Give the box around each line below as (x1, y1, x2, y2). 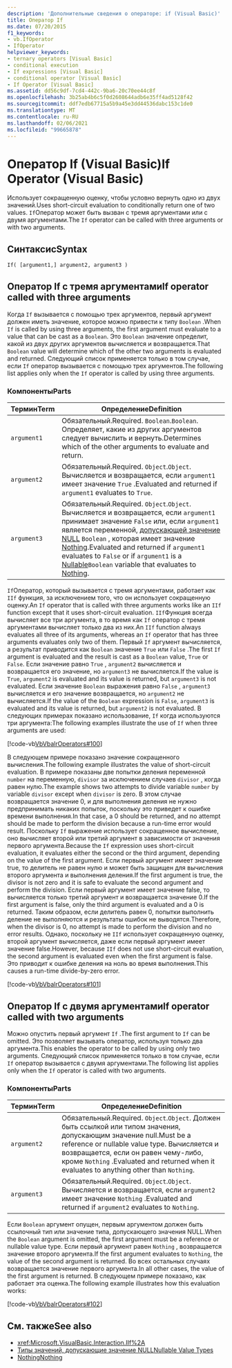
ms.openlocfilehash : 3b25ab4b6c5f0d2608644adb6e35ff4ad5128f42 (7, 94, 193, 101)
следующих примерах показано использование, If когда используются (7, 711, 221, 720)
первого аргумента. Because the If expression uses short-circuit (7, 842, 195, 850)
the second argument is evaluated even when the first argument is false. (7, 952, 213, 960)
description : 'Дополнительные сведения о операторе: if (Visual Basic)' (7, 10, 221, 17)
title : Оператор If (7, 17, 64, 24)
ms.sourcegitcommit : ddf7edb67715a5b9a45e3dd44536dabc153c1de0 (7, 101, 193, 107)
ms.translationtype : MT (7, 107, 76, 114)
